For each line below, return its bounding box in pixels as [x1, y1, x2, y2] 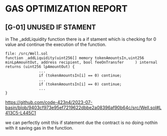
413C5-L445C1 [5, 110, 36, 115]
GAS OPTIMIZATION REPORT [5, 3, 128, 14]
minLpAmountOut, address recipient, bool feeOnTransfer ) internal [5, 60, 157, 65]
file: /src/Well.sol [5, 51, 48, 56]
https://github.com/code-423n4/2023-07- [5, 99, 93, 105]
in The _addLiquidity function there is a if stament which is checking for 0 [5, 36, 156, 42]
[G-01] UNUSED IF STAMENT [5, 23, 96, 31]
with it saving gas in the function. [5, 125, 73, 130]
